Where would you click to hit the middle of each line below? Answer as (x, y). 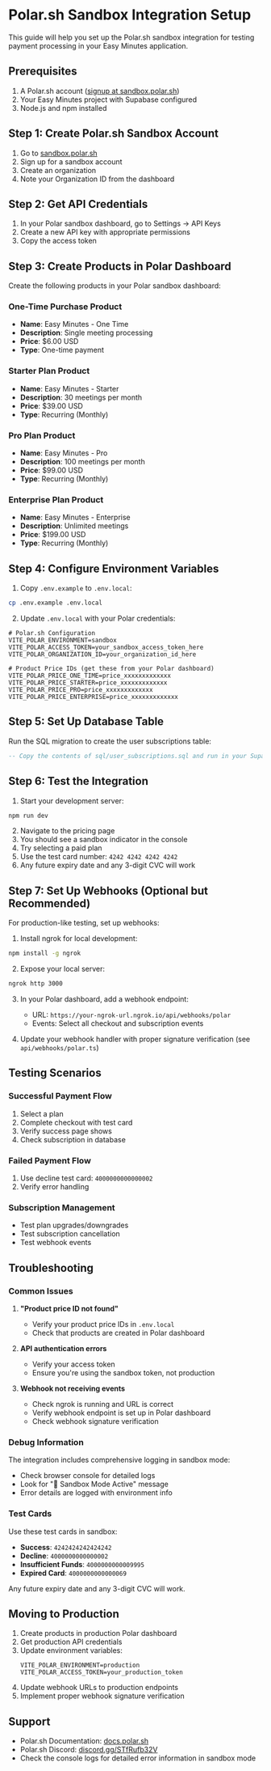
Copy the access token (58, 241)
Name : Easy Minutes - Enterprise (75, 517)
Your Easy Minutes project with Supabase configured (108, 100)
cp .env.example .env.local (56, 603)
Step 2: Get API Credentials (78, 204)
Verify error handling (54, 1186)
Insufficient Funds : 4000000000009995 (82, 1564)
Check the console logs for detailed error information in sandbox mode (138, 1758)
